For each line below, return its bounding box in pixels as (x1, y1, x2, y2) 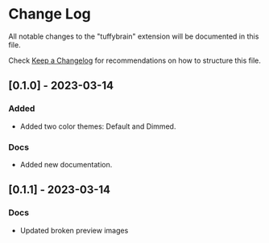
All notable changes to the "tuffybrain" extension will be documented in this (8, 31, 259, 41)
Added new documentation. (19, 159, 113, 169)
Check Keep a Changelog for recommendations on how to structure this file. (8, 56, 262, 65)
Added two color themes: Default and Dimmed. (19, 121, 176, 131)
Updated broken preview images (19, 225, 129, 235)
